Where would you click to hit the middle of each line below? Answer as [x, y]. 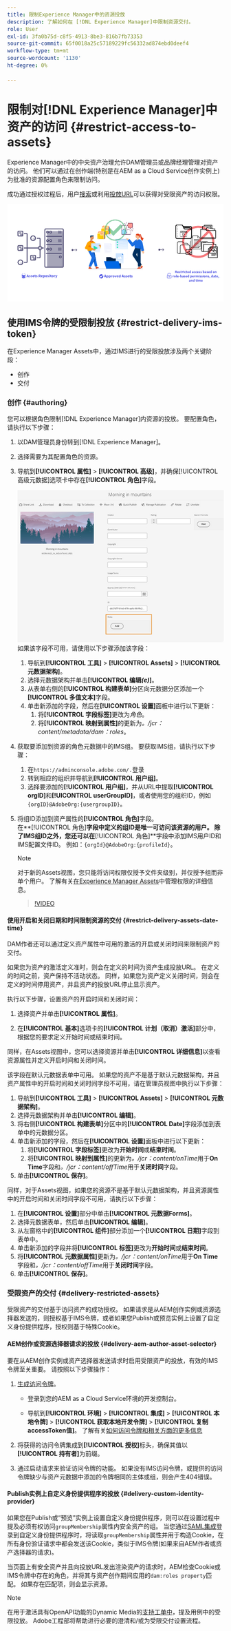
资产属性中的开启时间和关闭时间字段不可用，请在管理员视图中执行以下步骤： [115, 1083]
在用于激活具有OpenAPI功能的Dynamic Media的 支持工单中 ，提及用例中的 [111, 1612]
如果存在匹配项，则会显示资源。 [66, 1583]
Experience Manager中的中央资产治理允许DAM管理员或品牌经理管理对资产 [113, 162]
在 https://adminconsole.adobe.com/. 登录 [86, 769]
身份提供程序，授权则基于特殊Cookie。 [68, 1327]
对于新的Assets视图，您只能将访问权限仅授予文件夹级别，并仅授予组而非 [120, 872]
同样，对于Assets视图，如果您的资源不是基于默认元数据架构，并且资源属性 [113, 1190]
